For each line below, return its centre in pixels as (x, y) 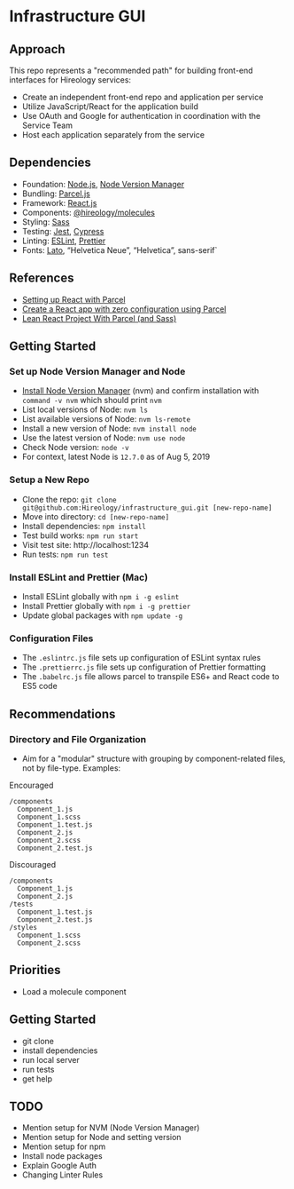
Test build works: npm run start (80, 535)
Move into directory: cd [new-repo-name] (96, 516)
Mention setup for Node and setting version (101, 1137)
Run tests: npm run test (65, 554)
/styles (23, 927)
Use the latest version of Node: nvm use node (104, 438)
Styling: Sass (46, 222)
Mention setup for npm (64, 1146)
